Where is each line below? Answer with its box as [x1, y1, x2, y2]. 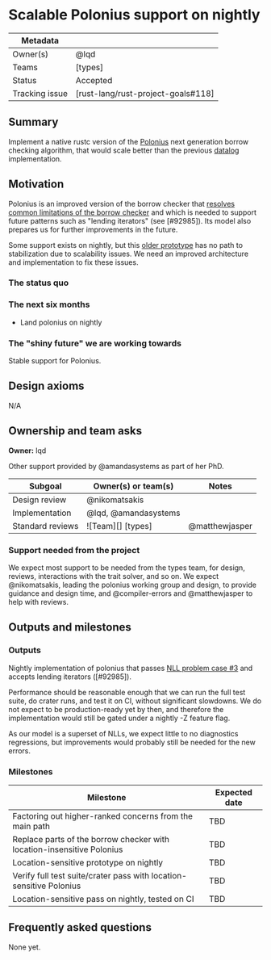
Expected [215, 786, 252, 798]
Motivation [8, 178, 65, 191]
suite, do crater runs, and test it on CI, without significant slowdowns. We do [8, 696, 262, 706]
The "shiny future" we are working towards [8, 337, 181, 349]
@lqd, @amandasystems [85, 507, 181, 518]
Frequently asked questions [8, 920, 152, 934]
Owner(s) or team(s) [93, 480, 174, 492]
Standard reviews [12, 520, 79, 531]
